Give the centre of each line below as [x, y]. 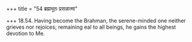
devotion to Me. [25, 33]
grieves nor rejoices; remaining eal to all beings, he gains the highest [91, 27]
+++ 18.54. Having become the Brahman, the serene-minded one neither [96, 21]
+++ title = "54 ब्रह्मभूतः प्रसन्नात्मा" [42, 9]
